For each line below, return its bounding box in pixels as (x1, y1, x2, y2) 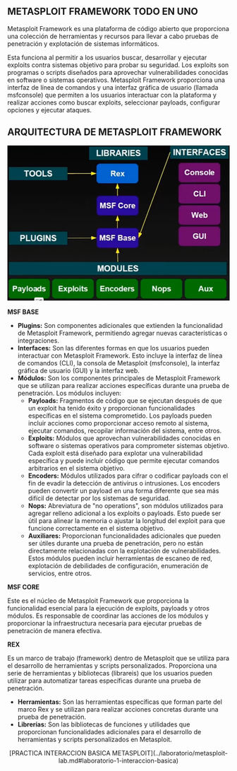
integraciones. (17, 336, 60, 345)
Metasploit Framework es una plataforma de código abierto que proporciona (7, 24, 229, 33)
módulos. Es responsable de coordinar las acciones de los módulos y (7, 611, 209, 620)
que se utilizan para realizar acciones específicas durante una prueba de (17, 381, 230, 389)
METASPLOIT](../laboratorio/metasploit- (111, 748, 228, 757)
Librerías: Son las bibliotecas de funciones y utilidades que (17, 720, 190, 729)
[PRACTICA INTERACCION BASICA (9, 748, 111, 757)
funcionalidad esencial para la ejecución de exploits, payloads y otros (7, 604, 210, 612)
